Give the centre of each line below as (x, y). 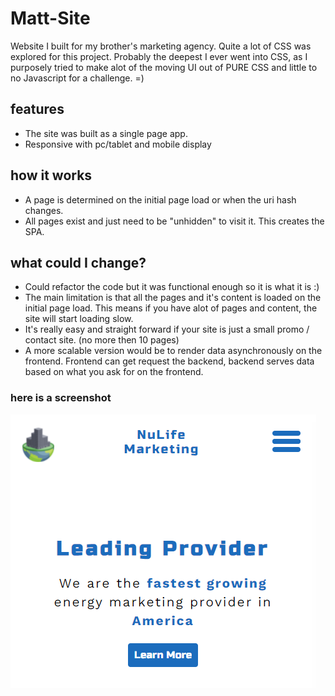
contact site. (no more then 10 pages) (102, 340)
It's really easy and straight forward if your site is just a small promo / (167, 329)
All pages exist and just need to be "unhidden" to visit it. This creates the (174, 221)
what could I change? (78, 262)
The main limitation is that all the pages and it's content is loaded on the (173, 298)
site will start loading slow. (79, 319)
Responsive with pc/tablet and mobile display (118, 144)
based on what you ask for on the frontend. (114, 372)
